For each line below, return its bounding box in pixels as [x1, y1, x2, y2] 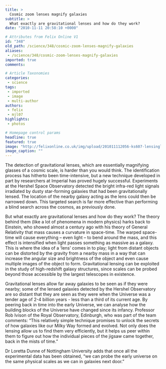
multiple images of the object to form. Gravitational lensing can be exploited [5, 261, 160, 267]
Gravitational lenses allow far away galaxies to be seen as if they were [5, 281, 148, 287]
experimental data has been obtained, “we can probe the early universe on [5, 353, 158, 359]
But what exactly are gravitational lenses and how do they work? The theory [5, 214, 160, 220]
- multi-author [7, 98, 39, 104]
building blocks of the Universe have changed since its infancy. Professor [5, 307, 155, 313]
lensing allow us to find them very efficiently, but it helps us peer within [5, 328, 150, 334]
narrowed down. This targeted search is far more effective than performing [5, 199, 158, 205]
